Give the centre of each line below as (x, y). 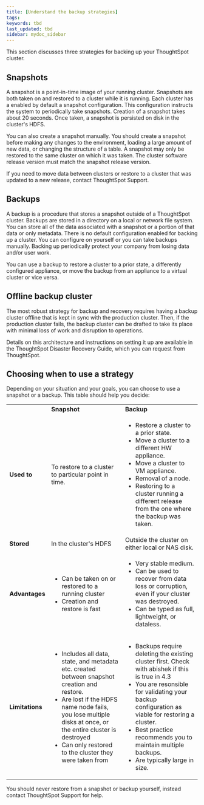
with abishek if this (162, 669)
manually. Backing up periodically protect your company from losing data (98, 246)
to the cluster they (87, 753)
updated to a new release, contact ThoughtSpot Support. (78, 180)
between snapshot (88, 677)
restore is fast (81, 609)
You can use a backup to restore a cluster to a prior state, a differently (94, 264)
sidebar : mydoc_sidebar (36, 35)
